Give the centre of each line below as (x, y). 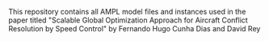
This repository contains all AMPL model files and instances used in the (127, 12)
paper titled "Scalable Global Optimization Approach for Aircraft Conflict (128, 20)
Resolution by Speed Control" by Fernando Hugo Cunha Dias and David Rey (134, 29)
